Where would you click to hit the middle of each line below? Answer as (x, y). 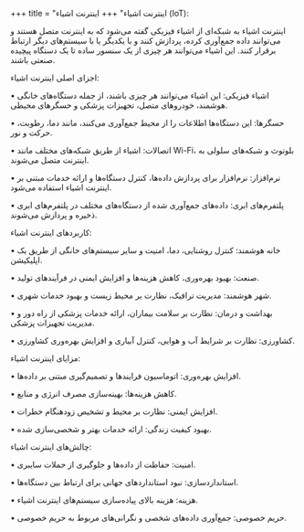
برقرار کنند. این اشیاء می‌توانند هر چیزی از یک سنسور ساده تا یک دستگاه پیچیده (143, 50)
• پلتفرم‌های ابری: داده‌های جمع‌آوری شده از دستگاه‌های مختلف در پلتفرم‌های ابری (147, 205)
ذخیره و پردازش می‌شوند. (54, 215)
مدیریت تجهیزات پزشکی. (52, 323)
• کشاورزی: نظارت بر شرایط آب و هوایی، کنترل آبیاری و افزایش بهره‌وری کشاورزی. (153, 340)
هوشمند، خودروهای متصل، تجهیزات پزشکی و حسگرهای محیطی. (119, 105)
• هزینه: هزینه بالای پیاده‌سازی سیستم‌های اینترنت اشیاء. (105, 500)
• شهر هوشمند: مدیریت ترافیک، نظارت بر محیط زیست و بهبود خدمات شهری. (141, 295)
